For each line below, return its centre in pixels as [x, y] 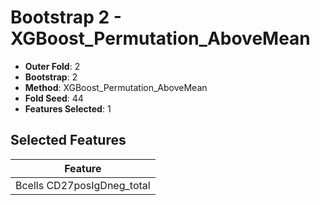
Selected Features [68, 140]
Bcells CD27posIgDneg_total [83, 185]
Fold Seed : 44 [54, 98]
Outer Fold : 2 [52, 66]
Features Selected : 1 [68, 108]
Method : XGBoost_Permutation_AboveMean [116, 87]
